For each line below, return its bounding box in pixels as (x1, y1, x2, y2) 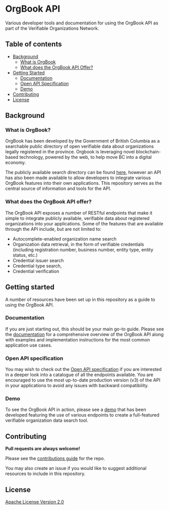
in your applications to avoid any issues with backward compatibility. (5, 383, 149, 389)
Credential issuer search (12, 257, 64, 263)
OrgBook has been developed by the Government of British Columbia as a (5, 138, 160, 144)
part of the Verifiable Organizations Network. (5, 25, 99, 31)
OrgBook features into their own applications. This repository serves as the (5, 180, 162, 186)
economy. (5, 159, 26, 165)
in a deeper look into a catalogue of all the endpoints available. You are (5, 371, 154, 378)
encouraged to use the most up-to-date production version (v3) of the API (5, 377, 161, 383)
